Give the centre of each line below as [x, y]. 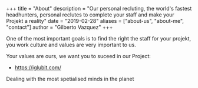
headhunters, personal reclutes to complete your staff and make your [90, 15]
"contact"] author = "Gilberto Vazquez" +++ [60, 27]
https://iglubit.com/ [38, 67]
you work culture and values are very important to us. [71, 45]
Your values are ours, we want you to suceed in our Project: [79, 56]
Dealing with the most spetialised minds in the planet [70, 79]
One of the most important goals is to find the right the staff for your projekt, [99, 38]
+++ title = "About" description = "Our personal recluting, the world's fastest [99, 9]
